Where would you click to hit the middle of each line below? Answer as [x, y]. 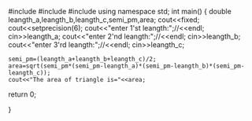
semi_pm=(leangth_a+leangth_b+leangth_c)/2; [82, 59]
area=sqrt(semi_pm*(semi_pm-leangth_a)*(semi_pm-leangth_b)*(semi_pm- [126, 66]
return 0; [22, 94]
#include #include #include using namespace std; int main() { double [120, 11]
